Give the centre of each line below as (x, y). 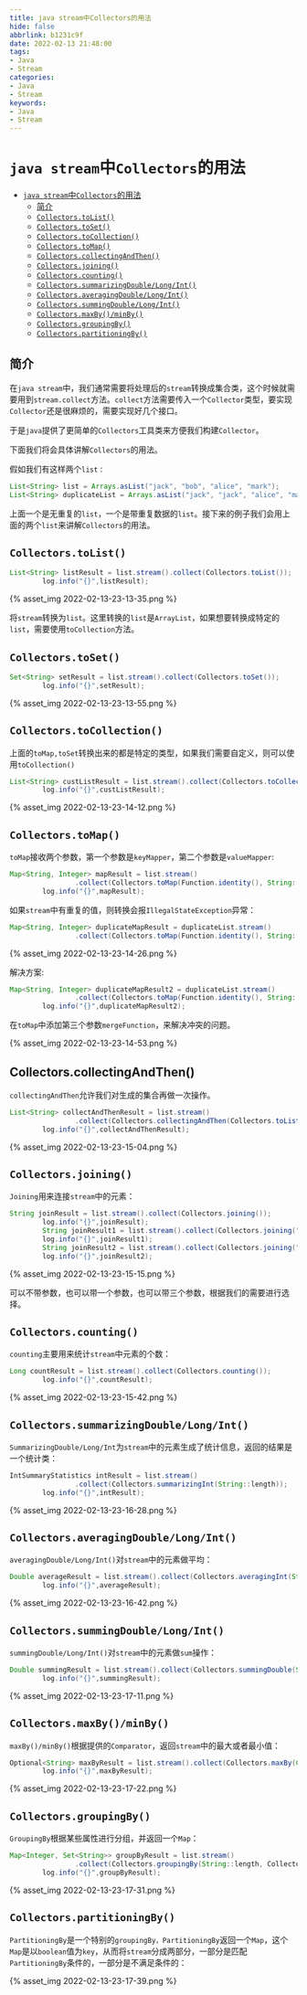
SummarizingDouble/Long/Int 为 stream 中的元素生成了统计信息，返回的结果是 (151, 1447)
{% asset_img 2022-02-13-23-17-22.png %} (93, 1788)
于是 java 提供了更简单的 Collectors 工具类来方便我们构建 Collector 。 (137, 430)
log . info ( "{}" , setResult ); (94, 685)
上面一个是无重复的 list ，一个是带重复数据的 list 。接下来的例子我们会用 (146, 514)
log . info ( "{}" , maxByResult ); (98, 1771)
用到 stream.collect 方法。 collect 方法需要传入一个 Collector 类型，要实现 (154, 399)
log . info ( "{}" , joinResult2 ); (98, 1256)
